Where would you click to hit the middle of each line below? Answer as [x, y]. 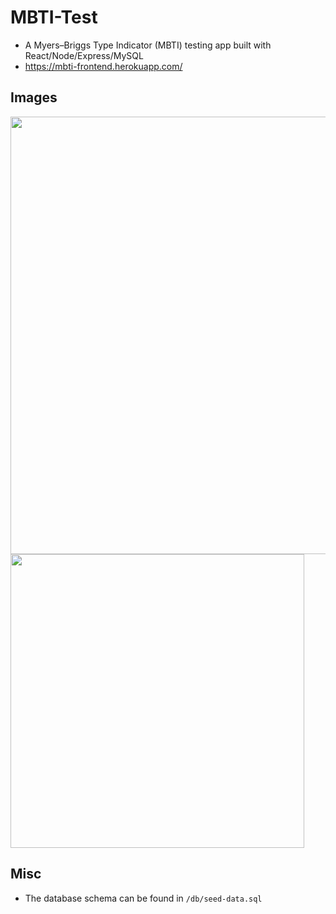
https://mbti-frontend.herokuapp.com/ [103, 66]
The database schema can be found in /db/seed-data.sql [143, 898]
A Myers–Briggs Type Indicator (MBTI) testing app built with [148, 45]
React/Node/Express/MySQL [84, 55]
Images [34, 97]
